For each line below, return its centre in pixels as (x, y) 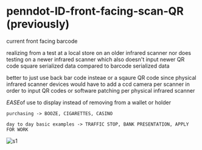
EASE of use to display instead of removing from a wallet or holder (89, 102)
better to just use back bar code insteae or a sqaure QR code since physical (101, 77)
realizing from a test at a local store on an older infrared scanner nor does (99, 52)
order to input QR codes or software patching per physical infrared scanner (101, 90)
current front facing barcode (42, 41)
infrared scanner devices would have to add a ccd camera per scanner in (98, 84)
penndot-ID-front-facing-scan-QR (95, 11)
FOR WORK (17, 129)
